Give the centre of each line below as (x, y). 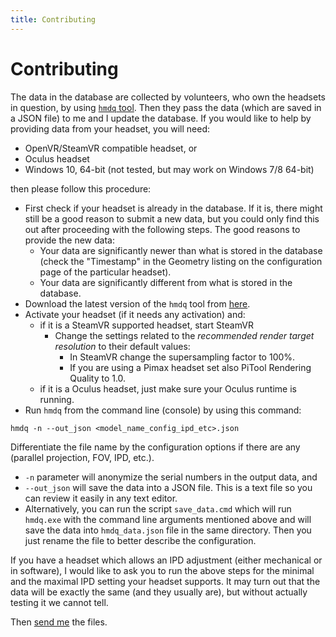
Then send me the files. (59, 622)
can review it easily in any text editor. (101, 498)
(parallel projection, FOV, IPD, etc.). (82, 457)
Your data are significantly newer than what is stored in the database (181, 250)
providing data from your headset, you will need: (110, 128)
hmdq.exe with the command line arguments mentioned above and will (168, 519)
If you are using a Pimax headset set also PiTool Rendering (190, 367)
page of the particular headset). (105, 272)
